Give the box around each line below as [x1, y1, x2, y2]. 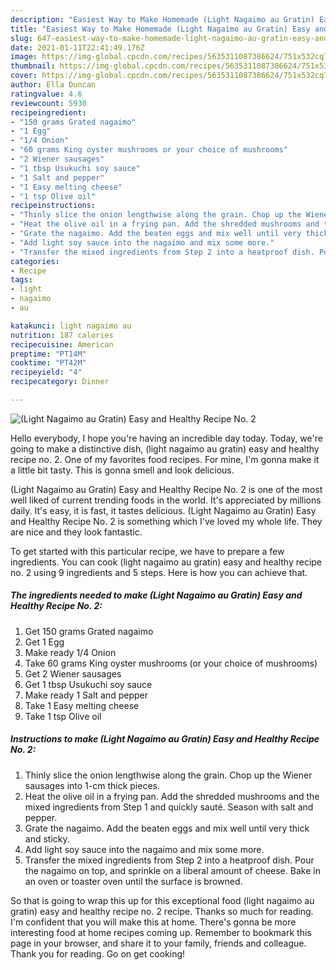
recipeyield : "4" [10, 367, 83, 378]
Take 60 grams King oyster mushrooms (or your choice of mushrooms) [24, 657, 318, 669]
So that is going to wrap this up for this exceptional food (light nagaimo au [10, 894, 315, 906]
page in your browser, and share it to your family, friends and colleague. [10, 937, 307, 949]
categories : [10, 256, 60, 266]
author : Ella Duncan [10, 80, 97, 90]
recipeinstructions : [10, 201, 97, 211]
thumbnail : [10, 61, 56, 71]
